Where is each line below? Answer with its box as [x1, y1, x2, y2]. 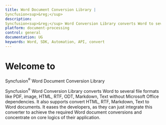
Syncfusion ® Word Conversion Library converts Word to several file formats [5, 87, 159, 94]
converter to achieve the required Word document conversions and [5, 109, 142, 115]
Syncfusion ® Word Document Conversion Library [5, 77, 105, 84]
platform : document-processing [5, 26, 70, 31]
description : [5, 16, 32, 21]
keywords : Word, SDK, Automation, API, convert [5, 40, 105, 44]
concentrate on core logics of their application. [5, 115, 101, 120]
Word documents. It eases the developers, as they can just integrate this [5, 104, 153, 110]
